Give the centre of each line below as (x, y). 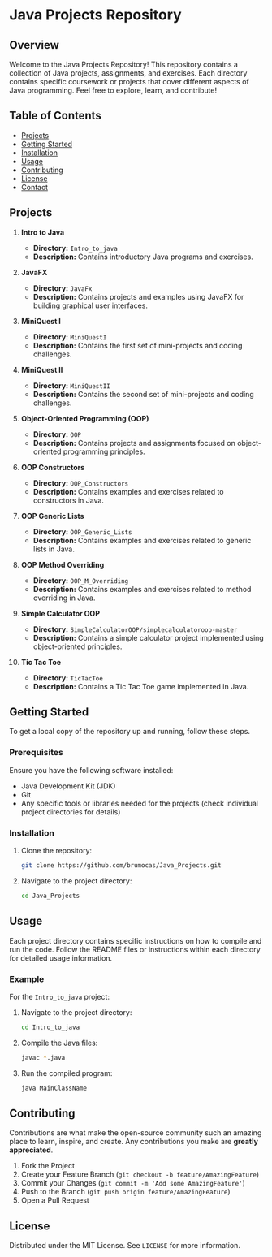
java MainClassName (54, 1088)
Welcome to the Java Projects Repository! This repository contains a (124, 64)
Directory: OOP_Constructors (81, 483)
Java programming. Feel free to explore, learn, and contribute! (113, 90)
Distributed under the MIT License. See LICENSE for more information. (125, 1246)
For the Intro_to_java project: (60, 996)
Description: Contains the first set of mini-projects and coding (138, 345)
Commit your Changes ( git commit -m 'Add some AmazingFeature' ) (133, 1183)
